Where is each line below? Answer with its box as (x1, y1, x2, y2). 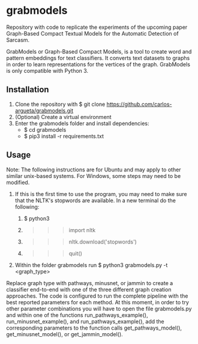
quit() (68, 250, 83, 257)
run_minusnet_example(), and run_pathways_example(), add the (6, 318, 164, 325)
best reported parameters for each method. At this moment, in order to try (6, 298, 189, 306)
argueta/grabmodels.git (14, 106, 74, 114)
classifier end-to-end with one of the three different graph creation (6, 286, 172, 293)
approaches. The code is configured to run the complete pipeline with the (6, 292, 188, 299)
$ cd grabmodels (23, 126, 67, 133)
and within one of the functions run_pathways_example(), (6, 311, 148, 319)
